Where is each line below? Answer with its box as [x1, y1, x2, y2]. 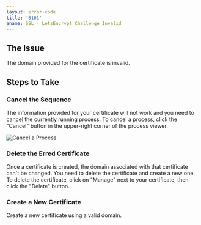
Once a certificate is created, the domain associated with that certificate [6, 163, 188, 171]
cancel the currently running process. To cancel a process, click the [6, 116, 178, 123]
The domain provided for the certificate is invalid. [6, 59, 130, 67]
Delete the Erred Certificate [6, 149, 90, 158]
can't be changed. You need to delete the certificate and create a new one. [6, 169, 196, 177]
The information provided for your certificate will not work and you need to [6, 109, 194, 116]
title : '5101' [6, 15, 43, 21]
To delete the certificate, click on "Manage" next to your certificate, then [6, 176, 189, 183]
